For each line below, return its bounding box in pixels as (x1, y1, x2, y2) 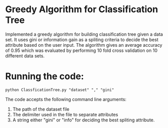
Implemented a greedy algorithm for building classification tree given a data (5, 31, 163, 37)
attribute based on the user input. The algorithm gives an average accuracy (5, 42, 163, 48)
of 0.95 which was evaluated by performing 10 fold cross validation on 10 (5, 47, 158, 53)
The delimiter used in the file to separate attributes (12, 111, 118, 117)
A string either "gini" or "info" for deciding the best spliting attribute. (12, 117, 155, 123)
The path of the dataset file (12, 106, 70, 112)
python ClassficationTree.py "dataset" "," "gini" (5, 87, 114, 92)
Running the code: (5, 71, 85, 82)
